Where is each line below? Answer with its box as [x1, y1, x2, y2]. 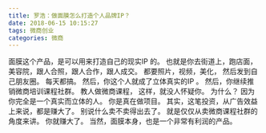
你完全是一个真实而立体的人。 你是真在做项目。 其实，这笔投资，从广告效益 [8, 96, 258, 106]
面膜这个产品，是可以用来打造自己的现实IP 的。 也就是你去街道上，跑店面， [8, 57, 258, 66]
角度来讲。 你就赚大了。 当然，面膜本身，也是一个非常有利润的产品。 [8, 116, 237, 126]
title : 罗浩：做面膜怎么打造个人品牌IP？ [8, 11, 131, 20]
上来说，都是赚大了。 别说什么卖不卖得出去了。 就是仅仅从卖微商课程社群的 [8, 107, 258, 116]
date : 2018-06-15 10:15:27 [8, 19, 99, 27]
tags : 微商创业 [8, 26, 54, 34]
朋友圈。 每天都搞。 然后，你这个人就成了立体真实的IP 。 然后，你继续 [14, 76, 248, 86]
